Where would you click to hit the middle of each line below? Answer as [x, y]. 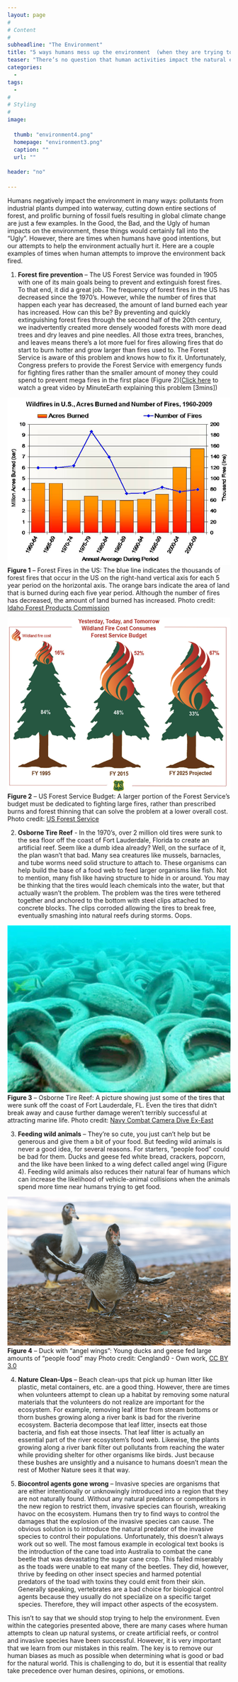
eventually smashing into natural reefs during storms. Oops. [105, 915]
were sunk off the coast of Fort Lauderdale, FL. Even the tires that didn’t [112, 1105]
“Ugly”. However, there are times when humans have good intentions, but [114, 238]
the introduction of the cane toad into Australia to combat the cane [115, 1551]
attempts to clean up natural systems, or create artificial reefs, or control [113, 1633]
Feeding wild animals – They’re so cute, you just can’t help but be [114, 1134]
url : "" [25, 157]
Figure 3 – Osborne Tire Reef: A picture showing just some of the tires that [116, 1098]
